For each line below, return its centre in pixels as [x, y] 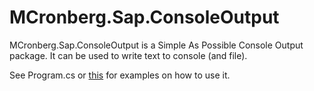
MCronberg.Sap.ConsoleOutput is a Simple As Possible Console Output [156, 45]
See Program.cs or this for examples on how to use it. [120, 75]
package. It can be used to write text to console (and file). [128, 55]
